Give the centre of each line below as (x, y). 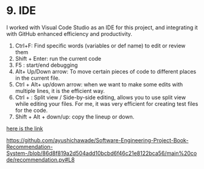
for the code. (31, 110)
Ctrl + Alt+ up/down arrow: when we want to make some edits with (99, 84)
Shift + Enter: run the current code (58, 58)
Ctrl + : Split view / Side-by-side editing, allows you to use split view (100, 97)
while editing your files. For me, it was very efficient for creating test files (107, 103)
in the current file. (37, 78)
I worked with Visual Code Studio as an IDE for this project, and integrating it (102, 27)
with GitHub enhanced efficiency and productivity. (69, 33)
